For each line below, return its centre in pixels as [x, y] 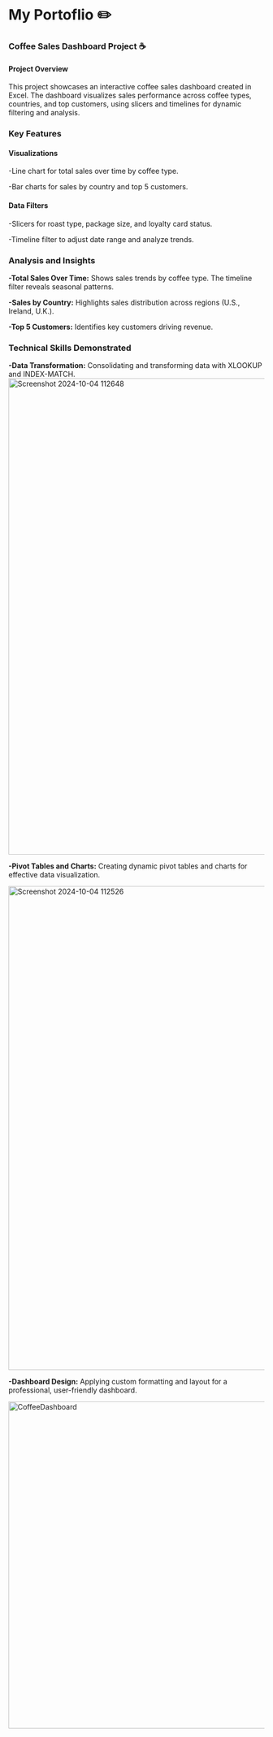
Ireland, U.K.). [31, 311]
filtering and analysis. [44, 113]
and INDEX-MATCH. [42, 375]
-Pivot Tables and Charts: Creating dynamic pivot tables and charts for [128, 866]
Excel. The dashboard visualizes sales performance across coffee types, [130, 95]
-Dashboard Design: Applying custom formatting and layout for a [118, 1382]
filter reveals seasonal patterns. [61, 286]
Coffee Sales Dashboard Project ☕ [77, 46]
